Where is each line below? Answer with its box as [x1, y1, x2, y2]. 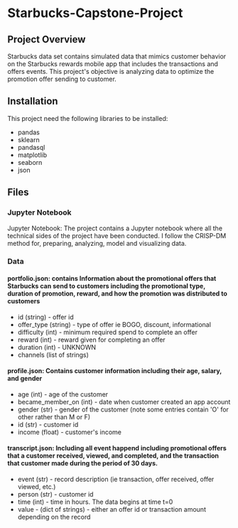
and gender [7, 375, 43, 383]
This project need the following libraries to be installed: [7, 114, 168, 122]
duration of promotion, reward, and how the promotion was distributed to [7, 289, 227, 298]
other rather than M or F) [17, 412, 91, 421]
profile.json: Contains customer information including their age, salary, [7, 367, 222, 375]
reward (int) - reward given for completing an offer [17, 335, 166, 344]
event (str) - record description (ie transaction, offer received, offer [17, 475, 215, 484]
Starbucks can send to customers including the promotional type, [7, 282, 206, 291]
